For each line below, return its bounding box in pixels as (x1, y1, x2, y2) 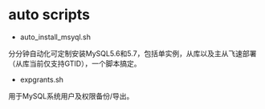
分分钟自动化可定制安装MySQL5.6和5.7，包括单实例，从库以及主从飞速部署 (8, 48, 257, 58)
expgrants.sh (19, 75, 64, 84)
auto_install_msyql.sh (19, 32, 91, 42)
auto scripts (8, 6, 91, 24)
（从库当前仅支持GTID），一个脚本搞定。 (8, 59, 141, 68)
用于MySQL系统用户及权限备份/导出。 (8, 91, 134, 101)
